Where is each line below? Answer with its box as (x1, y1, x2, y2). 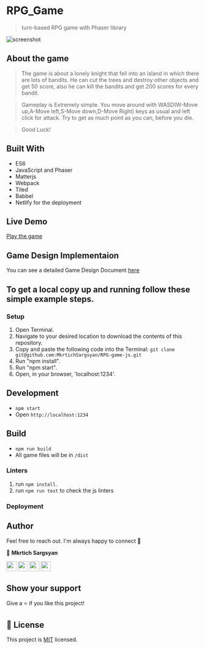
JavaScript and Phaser (15, 166, 73, 174)
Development (6, 388, 59, 398)
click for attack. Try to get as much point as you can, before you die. (21, 114, 194, 121)
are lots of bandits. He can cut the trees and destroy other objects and (21, 76, 199, 83)
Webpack (15, 179, 40, 186)
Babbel (15, 192, 34, 199)
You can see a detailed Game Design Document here (6, 266, 140, 274)
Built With (6, 144, 45, 154)
